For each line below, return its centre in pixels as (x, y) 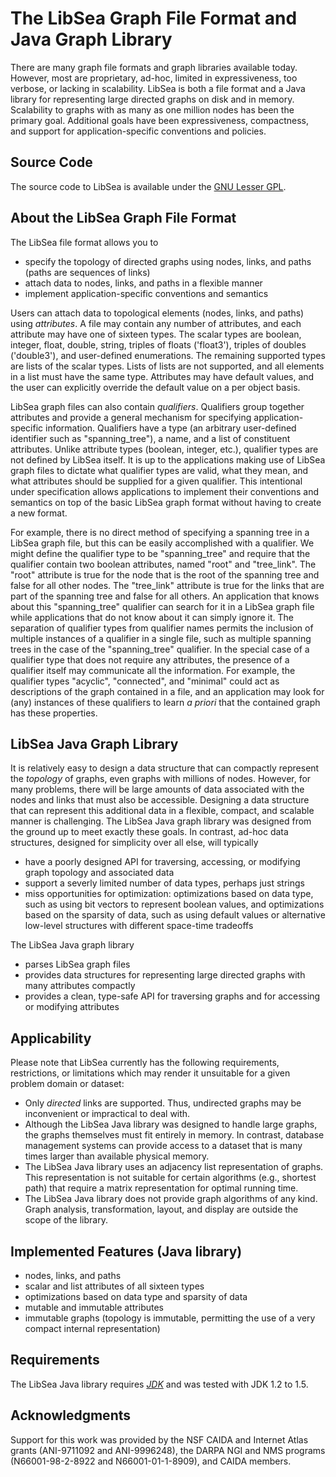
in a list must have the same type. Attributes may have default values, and (162, 376)
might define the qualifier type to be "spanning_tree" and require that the (160, 553)
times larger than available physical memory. (117, 1156)
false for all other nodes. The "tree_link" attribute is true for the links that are (167, 585)
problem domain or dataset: (67, 1084)
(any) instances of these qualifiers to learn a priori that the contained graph (165, 702)
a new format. (39, 513)
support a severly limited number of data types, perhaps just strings (164, 883)
